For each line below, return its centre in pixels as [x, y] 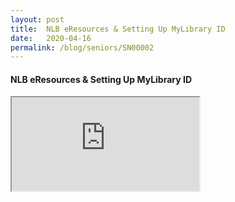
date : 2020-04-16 [51, 38]
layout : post [37, 19]
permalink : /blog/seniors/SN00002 [82, 47]
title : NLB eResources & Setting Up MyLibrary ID [118, 29]
